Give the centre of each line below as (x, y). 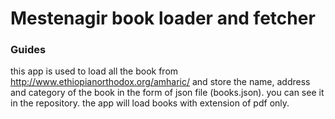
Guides (28, 50)
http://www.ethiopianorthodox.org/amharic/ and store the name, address (160, 82)
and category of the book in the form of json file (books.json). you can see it (167, 93)
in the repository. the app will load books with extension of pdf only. (150, 103)
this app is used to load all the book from (94, 71)
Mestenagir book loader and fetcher (163, 18)
